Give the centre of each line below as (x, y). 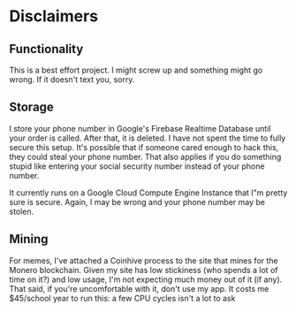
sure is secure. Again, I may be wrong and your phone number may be (137, 202)
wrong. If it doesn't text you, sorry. (72, 80)
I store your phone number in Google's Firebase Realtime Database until (140, 128)
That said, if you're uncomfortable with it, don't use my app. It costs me (139, 288)
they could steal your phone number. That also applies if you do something (145, 156)
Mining (29, 239)
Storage (32, 107)
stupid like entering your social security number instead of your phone (137, 166)
